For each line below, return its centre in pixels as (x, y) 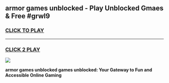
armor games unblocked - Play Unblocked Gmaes (84, 8)
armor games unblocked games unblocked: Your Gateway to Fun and (79, 69)
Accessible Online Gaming (33, 75)
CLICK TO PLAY (25, 31)
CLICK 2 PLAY (23, 49)
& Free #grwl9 (28, 16)
